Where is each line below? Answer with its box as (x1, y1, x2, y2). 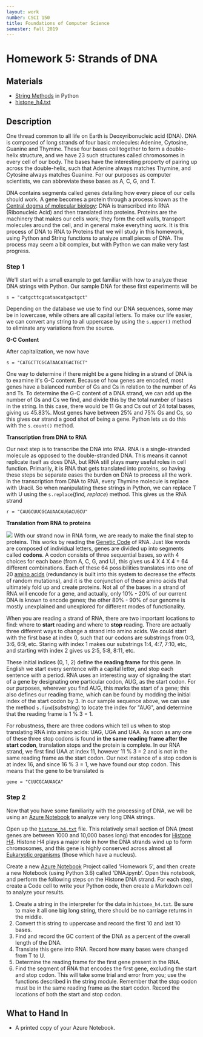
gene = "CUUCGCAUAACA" (6, 779, 64, 785)
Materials (6, 76, 43, 86)
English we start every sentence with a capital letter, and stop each (6, 665, 174, 673)
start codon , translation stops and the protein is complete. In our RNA (6, 741, 181, 749)
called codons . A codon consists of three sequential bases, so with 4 (6, 551, 179, 559)
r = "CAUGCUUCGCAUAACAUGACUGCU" (6, 509, 88, 515)
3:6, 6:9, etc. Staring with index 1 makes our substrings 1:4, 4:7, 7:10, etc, (6, 641, 187, 648)
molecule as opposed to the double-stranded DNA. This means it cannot (6, 452, 188, 459)
